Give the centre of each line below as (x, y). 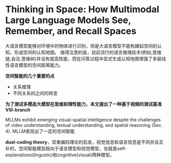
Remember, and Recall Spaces (71, 31)
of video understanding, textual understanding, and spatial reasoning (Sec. (84, 125)
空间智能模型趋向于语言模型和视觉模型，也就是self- (73, 148)
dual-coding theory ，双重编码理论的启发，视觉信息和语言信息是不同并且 (82, 142)
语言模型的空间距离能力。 (36, 65)
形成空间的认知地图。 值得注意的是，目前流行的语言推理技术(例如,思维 (88, 52)
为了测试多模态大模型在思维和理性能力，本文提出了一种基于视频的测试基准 (83, 104)
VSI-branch (18, 110)
